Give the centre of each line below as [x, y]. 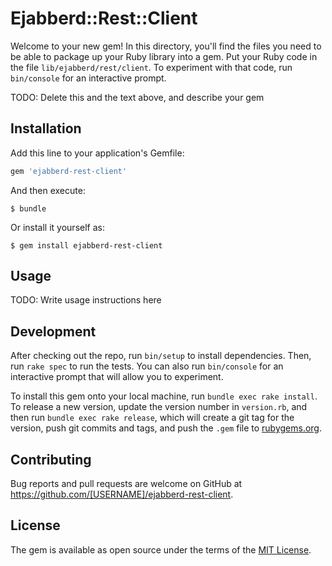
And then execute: [48, 190]
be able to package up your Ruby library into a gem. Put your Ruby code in [164, 56]
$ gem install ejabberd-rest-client [86, 245]
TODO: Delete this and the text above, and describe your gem [137, 97]
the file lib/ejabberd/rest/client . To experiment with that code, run [151, 67]
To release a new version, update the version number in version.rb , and [159, 407]
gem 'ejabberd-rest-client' [69, 171]
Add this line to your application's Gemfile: [97, 153]
